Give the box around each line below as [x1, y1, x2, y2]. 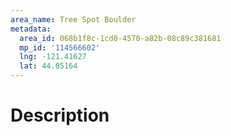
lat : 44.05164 [19, 61, 78, 71]
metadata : [10, 24, 52, 34]
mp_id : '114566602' [19, 42, 101, 53]
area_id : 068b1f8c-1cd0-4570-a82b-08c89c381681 [19, 33, 222, 43]
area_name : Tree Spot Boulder [10, 14, 137, 25]
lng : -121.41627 [19, 52, 87, 62]
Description [10, 104, 110, 127]
